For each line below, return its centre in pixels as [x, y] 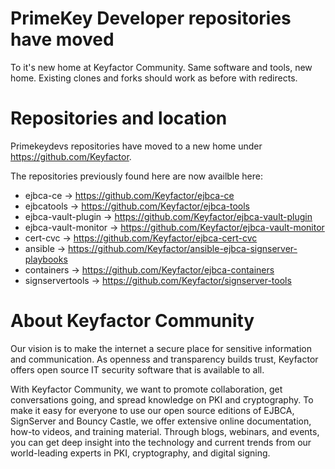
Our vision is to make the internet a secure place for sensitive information [161, 348]
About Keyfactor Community [132, 321]
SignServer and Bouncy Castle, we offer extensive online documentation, [161, 421]
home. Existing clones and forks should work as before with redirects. [154, 78]
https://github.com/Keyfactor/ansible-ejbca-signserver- [183, 248]
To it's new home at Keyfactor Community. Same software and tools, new [161, 67]
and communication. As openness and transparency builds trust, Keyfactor [164, 359]
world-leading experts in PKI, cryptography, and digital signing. [140, 453]
